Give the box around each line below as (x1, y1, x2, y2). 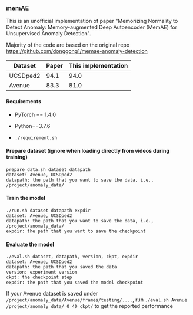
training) (6, 153, 28, 160)
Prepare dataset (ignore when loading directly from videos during (6, 147, 169, 155)
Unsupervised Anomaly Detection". (6, 30, 91, 37)
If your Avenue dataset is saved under (6, 290, 98, 297)
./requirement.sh (14, 134, 58, 141)
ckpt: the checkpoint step (6, 274, 72, 281)
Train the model (6, 195, 45, 202)
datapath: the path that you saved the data (6, 264, 117, 270)
